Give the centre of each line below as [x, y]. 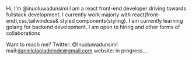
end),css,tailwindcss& [32, 21]
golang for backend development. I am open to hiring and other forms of [93, 27]
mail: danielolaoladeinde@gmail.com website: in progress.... [77, 51]
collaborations [23, 33]
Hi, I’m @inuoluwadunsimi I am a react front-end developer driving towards [96, 8]
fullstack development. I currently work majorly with [69, 15]
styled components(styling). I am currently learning [121, 21]
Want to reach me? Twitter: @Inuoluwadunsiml [62, 44]
